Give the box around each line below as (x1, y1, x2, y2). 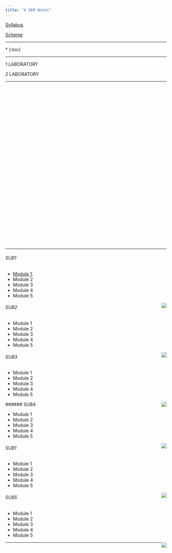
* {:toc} (5, 46, 21, 52)
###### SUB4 (5, 401, 36, 408)
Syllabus (5, 22, 24, 28)
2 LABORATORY (5, 71, 39, 77)
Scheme (5, 31, 23, 37)
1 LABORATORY (5, 61, 38, 67)
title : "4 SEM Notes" (5, 7, 52, 13)
